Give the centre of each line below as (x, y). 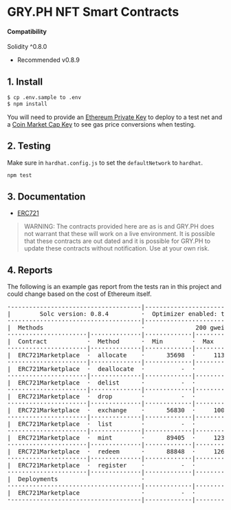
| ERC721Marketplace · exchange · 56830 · (101, 411)
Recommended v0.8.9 (48, 60)
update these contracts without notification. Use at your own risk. (117, 248)
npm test (20, 175)
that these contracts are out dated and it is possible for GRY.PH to (117, 241)
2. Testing (29, 146)
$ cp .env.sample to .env (44, 98)
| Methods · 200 (107, 328)
